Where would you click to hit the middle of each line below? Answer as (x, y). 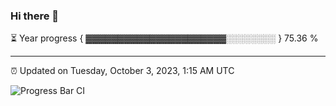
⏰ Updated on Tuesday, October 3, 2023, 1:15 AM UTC (122, 71)
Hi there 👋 (35, 16)
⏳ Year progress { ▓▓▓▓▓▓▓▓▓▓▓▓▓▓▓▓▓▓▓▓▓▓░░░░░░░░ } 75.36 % (164, 38)
